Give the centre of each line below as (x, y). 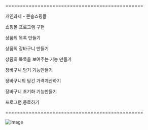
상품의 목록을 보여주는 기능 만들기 (39, 59)
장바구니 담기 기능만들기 (29, 70)
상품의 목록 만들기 (23, 38)
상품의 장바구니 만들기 (27, 48)
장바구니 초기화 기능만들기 (31, 91)
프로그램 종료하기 (22, 102)
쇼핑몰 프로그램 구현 (25, 27)
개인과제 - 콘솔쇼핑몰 (26, 16)
